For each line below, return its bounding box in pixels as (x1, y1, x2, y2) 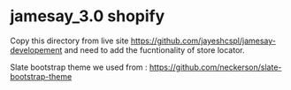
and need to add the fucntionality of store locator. (64, 44, 245, 55)
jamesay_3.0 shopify (10, 6, 165, 26)
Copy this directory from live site (10, 35, 129, 46)
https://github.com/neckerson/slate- (149, 62, 282, 72)
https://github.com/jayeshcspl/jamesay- (130, 35, 277, 46)
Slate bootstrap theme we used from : (10, 62, 149, 72)
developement (10, 44, 63, 55)
